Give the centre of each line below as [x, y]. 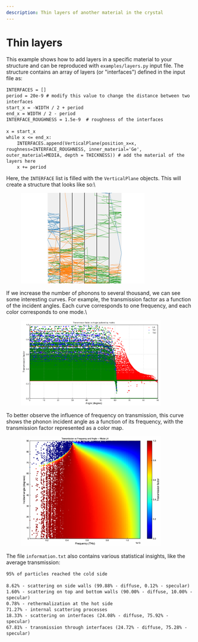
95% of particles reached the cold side [57, 574]
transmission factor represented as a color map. [65, 428]
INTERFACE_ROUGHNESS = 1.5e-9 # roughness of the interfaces [85, 119]
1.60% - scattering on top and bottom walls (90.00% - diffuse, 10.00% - [100, 592]
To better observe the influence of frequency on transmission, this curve [95, 416]
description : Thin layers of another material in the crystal [85, 12]
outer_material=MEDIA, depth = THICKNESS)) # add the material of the [95, 155]
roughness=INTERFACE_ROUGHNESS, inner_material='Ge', [74, 149]
